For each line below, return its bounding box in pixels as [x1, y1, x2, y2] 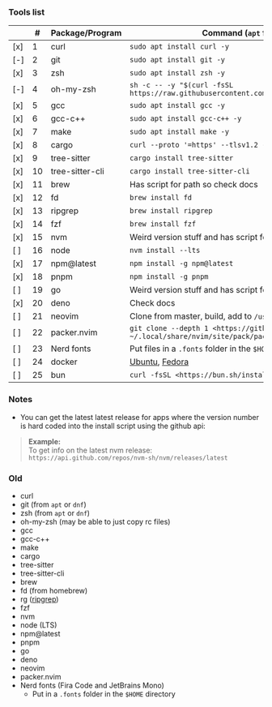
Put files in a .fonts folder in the [129, 343, 251, 354]
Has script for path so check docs [129, 179, 258, 191]
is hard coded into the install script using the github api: [19, 421, 206, 431]
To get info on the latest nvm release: [28, 445, 152, 455]
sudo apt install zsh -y [129, 68, 225, 78]
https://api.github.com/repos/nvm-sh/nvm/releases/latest [28, 453, 228, 462]
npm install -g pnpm [129, 272, 209, 281]
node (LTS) [19, 619, 57, 630]
